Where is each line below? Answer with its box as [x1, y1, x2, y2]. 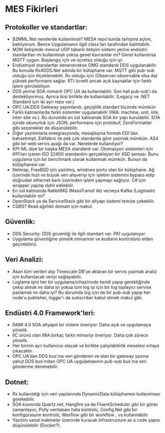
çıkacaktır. [12, 348, 33, 354]
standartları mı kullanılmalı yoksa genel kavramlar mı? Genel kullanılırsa [12, 52, 156, 58]
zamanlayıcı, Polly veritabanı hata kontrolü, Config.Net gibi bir [12, 407, 138, 413]
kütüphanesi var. [12, 161, 46, 167]
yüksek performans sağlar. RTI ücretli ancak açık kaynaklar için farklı [12, 78, 152, 84]
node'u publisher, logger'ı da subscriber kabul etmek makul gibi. [12, 294, 143, 301]
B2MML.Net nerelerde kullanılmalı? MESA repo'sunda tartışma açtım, [12, 36, 152, 42]
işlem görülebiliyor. [12, 83, 51, 89]
